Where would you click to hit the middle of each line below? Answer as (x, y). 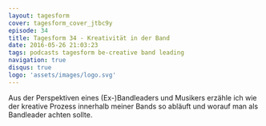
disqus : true (30, 68)
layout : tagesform (39, 16)
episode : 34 (28, 30)
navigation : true (37, 61)
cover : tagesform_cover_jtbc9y (60, 23)
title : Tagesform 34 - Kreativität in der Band (89, 38)
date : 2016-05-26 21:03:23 (53, 45)
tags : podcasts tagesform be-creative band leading (96, 53)
